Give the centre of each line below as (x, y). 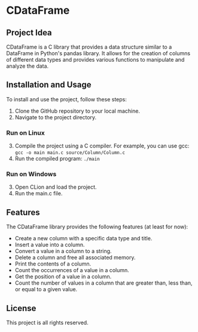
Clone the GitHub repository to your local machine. (77, 111)
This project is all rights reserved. (47, 323)
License (21, 308)
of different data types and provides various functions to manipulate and (95, 60)
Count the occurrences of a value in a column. (72, 270)
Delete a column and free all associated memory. (75, 258)
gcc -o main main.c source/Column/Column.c (70, 153)
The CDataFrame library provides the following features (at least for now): (97, 227)
